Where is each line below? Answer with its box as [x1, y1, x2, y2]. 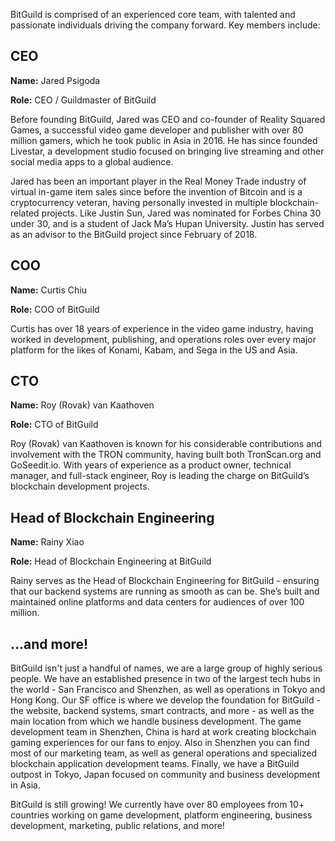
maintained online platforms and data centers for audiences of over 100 [10, 596, 305, 608]
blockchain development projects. [10, 480, 150, 493]
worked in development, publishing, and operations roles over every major [10, 333, 317, 345]
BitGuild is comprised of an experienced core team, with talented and [10, 9, 296, 20]
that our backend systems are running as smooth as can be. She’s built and [10, 585, 320, 598]
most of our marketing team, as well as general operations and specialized [10, 747, 318, 759]
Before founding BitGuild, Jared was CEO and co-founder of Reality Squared [10, 113, 326, 125]
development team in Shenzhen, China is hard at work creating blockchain [10, 726, 317, 738]
